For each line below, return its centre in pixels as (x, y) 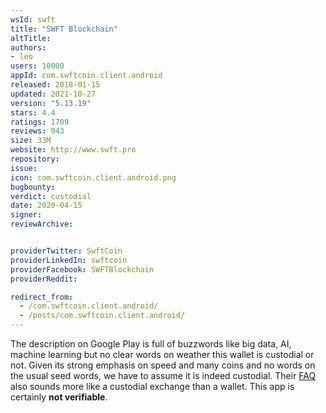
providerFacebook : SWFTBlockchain (82, 269)
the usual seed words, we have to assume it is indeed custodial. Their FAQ (163, 375)
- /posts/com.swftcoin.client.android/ (102, 316)
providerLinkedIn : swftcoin (69, 260)
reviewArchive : (42, 224)
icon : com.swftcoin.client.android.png (93, 177)
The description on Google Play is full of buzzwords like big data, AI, (151, 344)
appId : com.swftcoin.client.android (86, 76)
